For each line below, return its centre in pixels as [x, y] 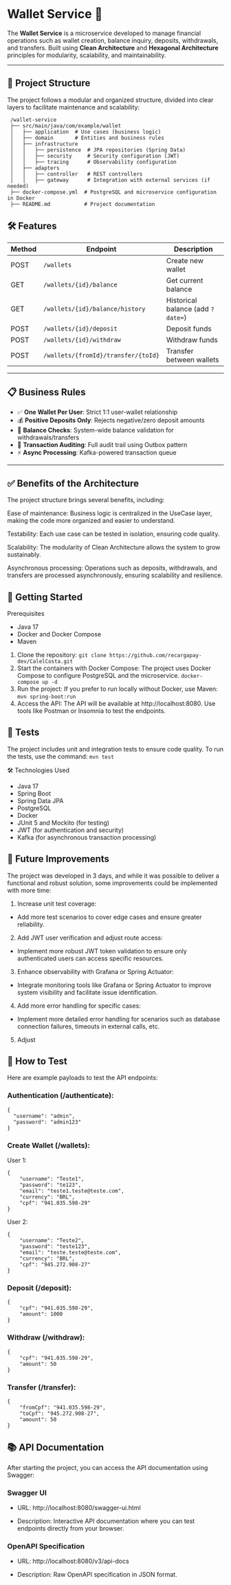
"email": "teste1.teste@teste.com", [72, 1191]
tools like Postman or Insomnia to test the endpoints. [91, 711]
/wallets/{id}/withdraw [82, 340]
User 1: [17, 1161]
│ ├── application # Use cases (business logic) [86, 132]
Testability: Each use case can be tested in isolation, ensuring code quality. [113, 534]
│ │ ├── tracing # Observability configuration [93, 162]
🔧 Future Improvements [58, 859]
